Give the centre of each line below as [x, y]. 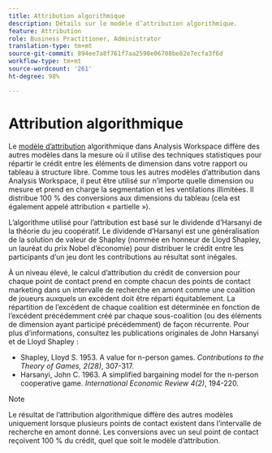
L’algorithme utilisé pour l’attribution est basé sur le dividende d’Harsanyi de [135, 222]
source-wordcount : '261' [50, 69]
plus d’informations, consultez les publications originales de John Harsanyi [134, 333]
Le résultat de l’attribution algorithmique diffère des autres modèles [121, 414]
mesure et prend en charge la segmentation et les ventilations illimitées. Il [131, 189]
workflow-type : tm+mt [45, 62]
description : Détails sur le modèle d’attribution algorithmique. [123, 24]
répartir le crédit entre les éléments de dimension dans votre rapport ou [128, 163]
